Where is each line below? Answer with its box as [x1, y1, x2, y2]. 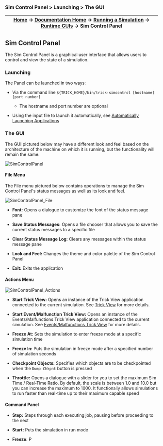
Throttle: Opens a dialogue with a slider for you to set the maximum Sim [12, 375, 157, 381]
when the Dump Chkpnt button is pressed [12, 366, 92, 372]
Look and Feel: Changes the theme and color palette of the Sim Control [12, 250, 155, 257]
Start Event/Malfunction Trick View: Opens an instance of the [12, 311, 138, 317]
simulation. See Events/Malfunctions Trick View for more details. [12, 322, 141, 328]
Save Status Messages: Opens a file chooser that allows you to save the [12, 221, 158, 227]
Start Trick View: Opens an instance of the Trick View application [12, 297, 144, 303]
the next [12, 418, 29, 424]
